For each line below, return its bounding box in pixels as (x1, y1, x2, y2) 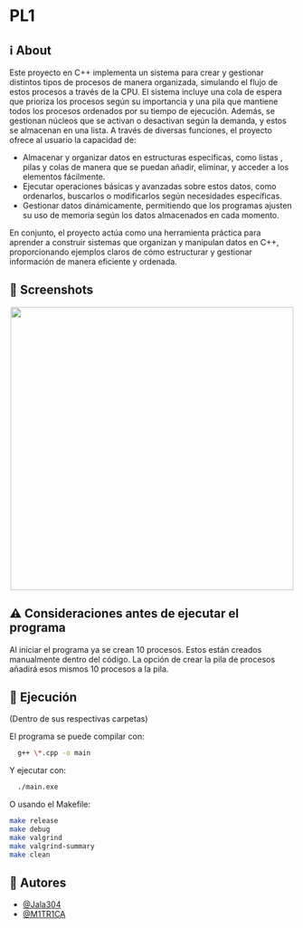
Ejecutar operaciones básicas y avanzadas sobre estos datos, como (22, 181, 277, 191)
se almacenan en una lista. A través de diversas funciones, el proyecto (9, 125, 273, 136)
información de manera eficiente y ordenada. (9, 256, 178, 267)
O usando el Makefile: (9, 799, 91, 810)
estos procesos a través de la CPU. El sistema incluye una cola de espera (9, 87, 282, 97)
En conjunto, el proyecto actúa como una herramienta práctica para (9, 227, 261, 238)
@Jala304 (22, 899, 62, 910)
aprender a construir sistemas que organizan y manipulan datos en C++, (9, 237, 279, 247)
